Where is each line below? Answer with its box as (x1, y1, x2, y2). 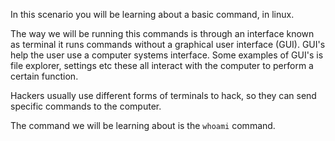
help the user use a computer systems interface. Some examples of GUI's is (10, 49, 324, 61)
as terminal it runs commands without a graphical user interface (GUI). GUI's (10, 39, 326, 50)
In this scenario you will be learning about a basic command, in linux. (10, 9, 295, 20)
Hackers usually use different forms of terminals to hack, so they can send (10, 90, 317, 101)
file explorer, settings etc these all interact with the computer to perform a (10, 60, 314, 71)
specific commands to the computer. (10, 100, 162, 112)
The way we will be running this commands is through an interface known (10, 28, 315, 39)
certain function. (10, 70, 79, 82)
